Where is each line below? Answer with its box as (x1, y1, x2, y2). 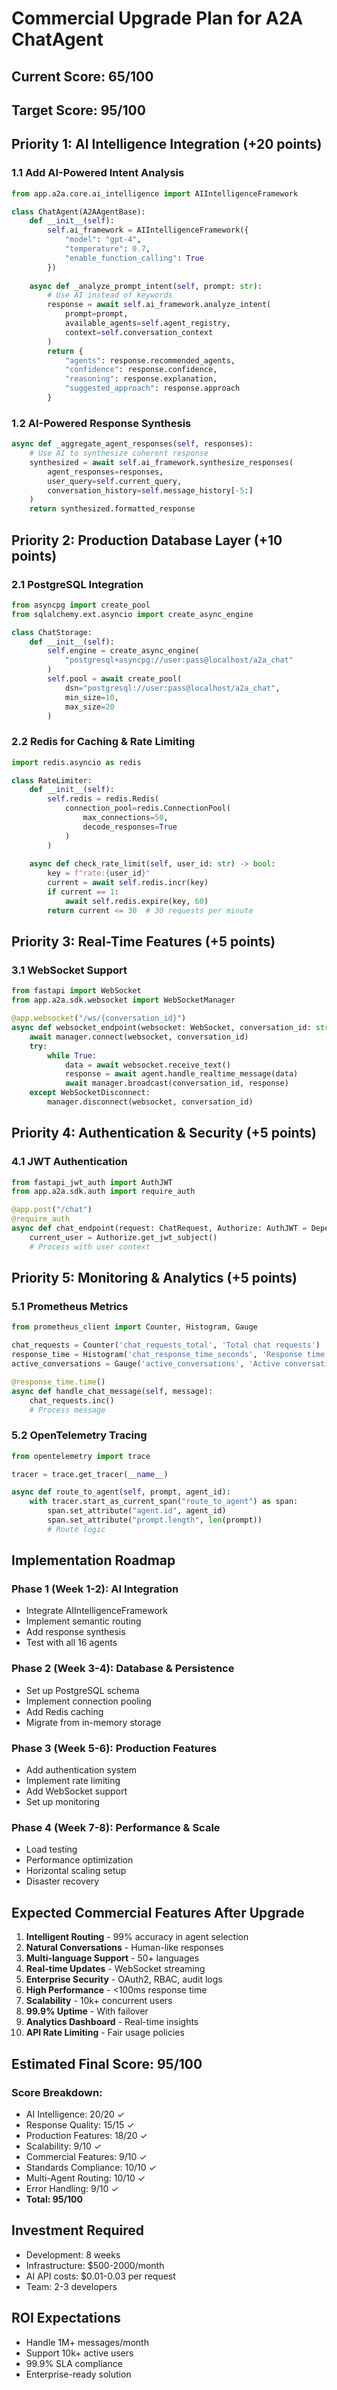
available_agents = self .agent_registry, (64, 318, 231, 329)
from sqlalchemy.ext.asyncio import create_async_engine (11, 609, 254, 619)
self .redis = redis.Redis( (47, 794, 160, 804)
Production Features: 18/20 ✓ (25, 2129, 148, 2141)
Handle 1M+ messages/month (25, 2336, 149, 2348)
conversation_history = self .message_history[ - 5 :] (47, 485, 254, 496)
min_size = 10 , (64, 692, 119, 702)
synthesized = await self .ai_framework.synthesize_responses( (29, 457, 294, 467)
